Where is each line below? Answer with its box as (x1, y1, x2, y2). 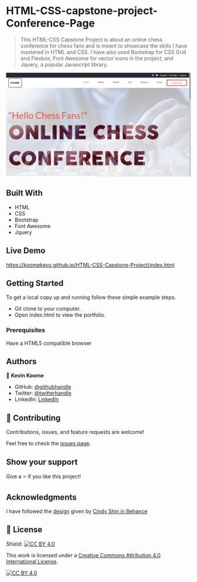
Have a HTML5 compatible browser (6, 339, 92, 346)
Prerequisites (6, 326, 45, 334)
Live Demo (6, 245, 46, 256)
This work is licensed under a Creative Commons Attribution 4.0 (6, 551, 161, 559)
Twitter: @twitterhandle (14, 389, 72, 397)
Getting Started (6, 278, 64, 288)
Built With (6, 188, 43, 198)
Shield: (6, 540, 23, 547)
